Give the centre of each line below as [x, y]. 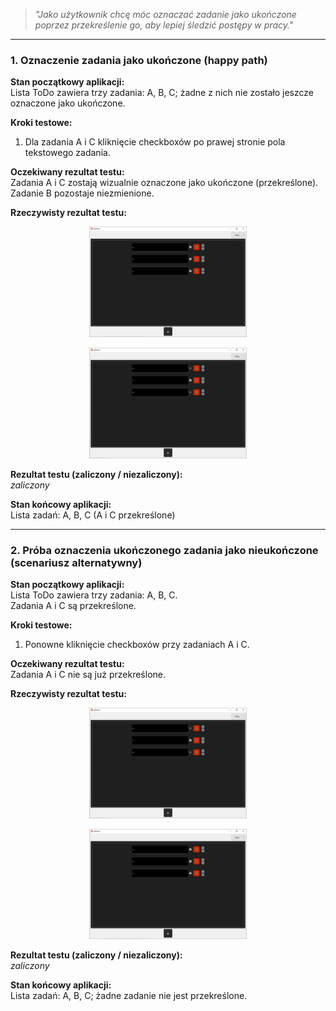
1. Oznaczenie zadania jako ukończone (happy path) [139, 60]
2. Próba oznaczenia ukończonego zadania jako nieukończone [164, 550]
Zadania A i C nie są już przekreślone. [88, 674]
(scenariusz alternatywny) [76, 562]
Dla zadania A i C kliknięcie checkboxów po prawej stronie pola [155, 142]
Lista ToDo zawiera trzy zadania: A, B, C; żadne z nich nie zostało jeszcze [162, 93]
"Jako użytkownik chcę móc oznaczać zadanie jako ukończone [165, 14]
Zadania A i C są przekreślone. [73, 605]
